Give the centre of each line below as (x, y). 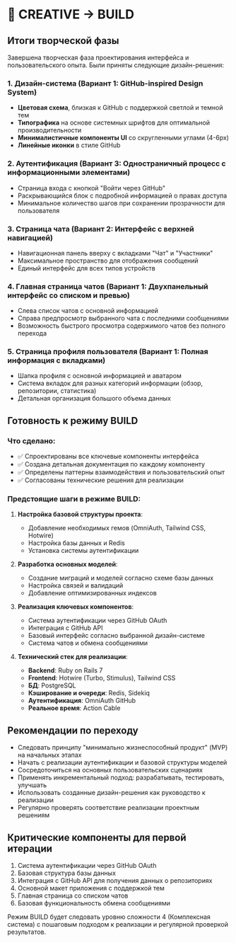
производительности (49, 130)
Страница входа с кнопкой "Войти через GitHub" (92, 188)
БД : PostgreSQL (52, 685)
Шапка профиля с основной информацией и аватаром (99, 376)
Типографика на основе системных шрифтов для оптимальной (114, 122)
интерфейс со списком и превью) (69, 295)
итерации (30, 848)
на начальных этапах (49, 755)
